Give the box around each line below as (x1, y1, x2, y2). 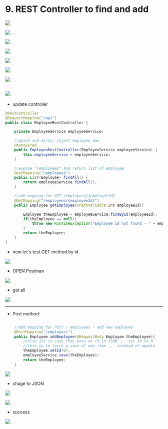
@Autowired (14, 143, 37, 148)
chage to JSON (12, 380, 44, 386)
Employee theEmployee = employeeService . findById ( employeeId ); (23, 212, 157, 217)
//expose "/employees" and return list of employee (14, 166, 124, 171)
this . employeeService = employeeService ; (23, 152, 111, 157)
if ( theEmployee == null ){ (23, 216, 77, 221)
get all (12, 287, 25, 293)
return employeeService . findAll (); (23, 180, 97, 185)
